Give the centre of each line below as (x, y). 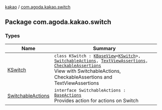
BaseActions (68, 95)
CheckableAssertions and (83, 77)
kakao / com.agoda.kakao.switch (38, 7)
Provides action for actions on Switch (96, 100)
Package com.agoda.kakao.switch (58, 22)
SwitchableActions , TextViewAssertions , (101, 61)
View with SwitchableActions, (88, 71)
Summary (104, 48)
